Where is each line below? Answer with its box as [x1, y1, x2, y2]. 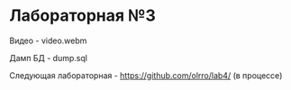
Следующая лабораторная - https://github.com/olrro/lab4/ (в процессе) [9, 69, 283, 81]
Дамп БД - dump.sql [9, 52, 88, 63]
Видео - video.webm [9, 35, 87, 46]
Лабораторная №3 [9, 5, 156, 26]
